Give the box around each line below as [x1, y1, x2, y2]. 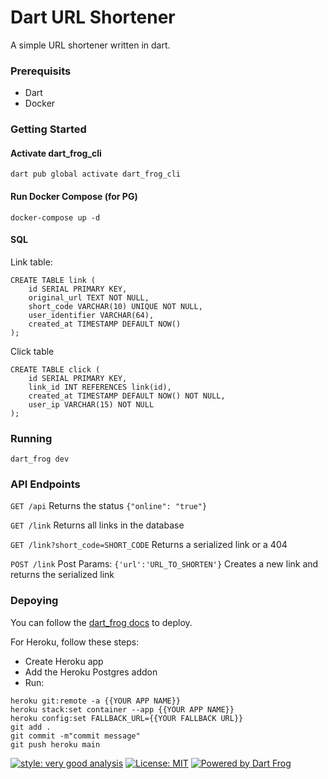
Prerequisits [10, 64, 72, 78]
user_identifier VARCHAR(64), [28, 310, 155, 320]
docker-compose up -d [10, 212, 101, 223]
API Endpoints [10, 477, 81, 491]
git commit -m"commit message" [10, 731, 141, 741]
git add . [10, 722, 52, 732]
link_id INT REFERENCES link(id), [28, 382, 172, 392]
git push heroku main [10, 739, 101, 750]
